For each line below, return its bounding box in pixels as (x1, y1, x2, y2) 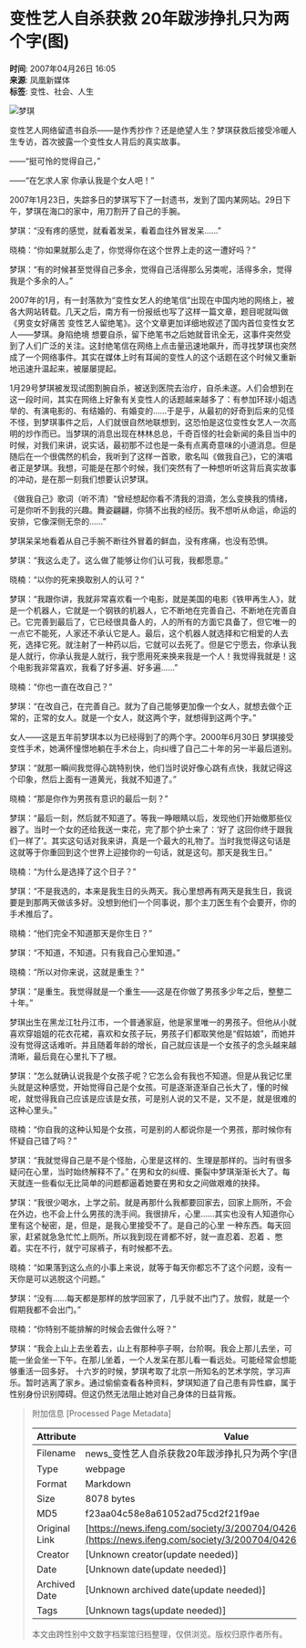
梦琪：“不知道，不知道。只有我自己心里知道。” (9, 946, 180, 958)
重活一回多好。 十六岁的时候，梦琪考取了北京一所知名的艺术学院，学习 (16, 1365, 283, 1376)
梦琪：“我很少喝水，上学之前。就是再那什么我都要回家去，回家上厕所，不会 (9, 1196, 293, 1207)
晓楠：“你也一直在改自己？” (9, 681, 113, 692)
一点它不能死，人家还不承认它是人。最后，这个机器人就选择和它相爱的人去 (9, 627, 289, 639)
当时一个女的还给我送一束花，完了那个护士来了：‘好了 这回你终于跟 (33, 823, 285, 835)
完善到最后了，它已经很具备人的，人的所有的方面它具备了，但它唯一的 (33, 616, 297, 627)
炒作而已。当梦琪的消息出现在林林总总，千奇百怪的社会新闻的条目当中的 (25, 428, 297, 439)
